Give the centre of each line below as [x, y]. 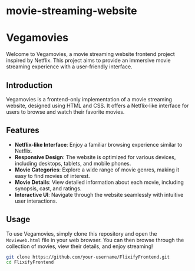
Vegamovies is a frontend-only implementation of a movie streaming [89, 99]
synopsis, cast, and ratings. [48, 188]
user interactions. [36, 201]
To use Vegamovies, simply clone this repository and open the [82, 233]
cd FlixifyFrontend [30, 262]
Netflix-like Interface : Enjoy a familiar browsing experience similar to [98, 144]
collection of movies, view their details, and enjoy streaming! [80, 246]
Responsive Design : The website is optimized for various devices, [95, 157]
